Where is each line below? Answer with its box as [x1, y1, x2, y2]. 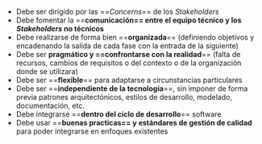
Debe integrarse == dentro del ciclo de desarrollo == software [15, 109, 222, 119]
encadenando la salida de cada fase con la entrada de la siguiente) [15, 41, 239, 51]
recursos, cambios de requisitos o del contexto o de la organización [15, 58, 242, 68]
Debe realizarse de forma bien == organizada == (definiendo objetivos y [15, 32, 255, 42]
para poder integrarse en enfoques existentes [15, 126, 168, 136]
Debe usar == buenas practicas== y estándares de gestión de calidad [15, 118, 252, 127]
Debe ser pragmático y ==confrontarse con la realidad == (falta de [15, 50, 241, 59]
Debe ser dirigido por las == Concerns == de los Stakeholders [15, 7, 219, 16]
